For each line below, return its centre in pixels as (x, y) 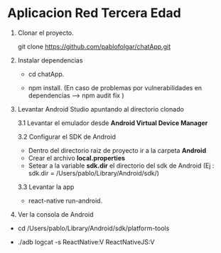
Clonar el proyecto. (45, 33)
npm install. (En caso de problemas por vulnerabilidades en (115, 87)
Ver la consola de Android (55, 214)
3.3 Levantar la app (46, 187)
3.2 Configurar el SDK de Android (66, 136)
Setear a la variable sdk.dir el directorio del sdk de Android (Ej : (121, 166)
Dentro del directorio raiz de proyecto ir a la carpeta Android (117, 150)
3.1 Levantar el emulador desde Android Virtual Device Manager (113, 123)
